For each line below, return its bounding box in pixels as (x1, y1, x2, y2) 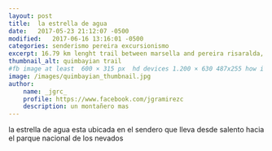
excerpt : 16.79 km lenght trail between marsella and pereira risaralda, (8, 50, 265, 58)
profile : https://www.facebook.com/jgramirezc (23, 95, 184, 103)
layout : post (8, 11, 53, 20)
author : (8, 80, 35, 88)
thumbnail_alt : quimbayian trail (8, 58, 122, 66)
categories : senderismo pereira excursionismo (8, 42, 169, 50)
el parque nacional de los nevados (8, 133, 124, 143)
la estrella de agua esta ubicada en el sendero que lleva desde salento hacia (8, 125, 265, 135)
